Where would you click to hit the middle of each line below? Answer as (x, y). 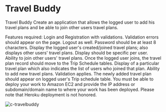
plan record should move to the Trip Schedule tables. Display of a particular (82, 63)
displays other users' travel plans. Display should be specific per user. (77, 53)
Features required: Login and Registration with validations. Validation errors (82, 37)
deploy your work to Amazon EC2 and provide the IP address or (70, 84)
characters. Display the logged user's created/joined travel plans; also (77, 47)
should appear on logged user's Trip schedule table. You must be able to (79, 79)
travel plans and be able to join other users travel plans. (62, 27)
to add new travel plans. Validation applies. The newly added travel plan (78, 74)
